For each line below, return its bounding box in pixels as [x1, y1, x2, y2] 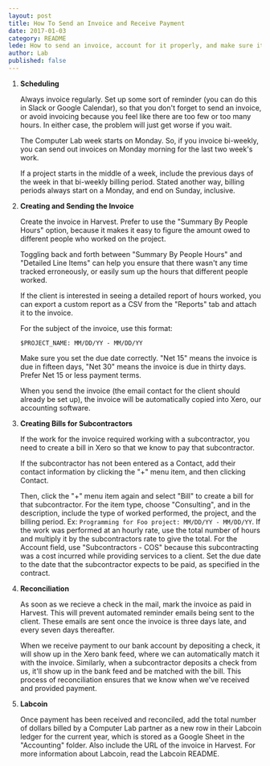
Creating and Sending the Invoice [19, 201, 134, 210]
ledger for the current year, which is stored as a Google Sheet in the [19, 731, 245, 741]
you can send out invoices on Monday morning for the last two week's [19, 144, 253, 154]
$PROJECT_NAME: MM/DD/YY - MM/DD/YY [19, 339, 143, 347]
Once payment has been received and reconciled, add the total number [19, 714, 257, 724]
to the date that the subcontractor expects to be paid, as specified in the [19, 559, 260, 569]
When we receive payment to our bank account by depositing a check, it [19, 640, 261, 650]
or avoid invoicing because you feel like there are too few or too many [19, 111, 252, 121]
